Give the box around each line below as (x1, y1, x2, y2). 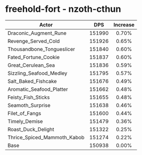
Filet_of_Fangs (7, 110, 41, 116)
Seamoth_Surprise (7, 102, 50, 109)
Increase (113, 21, 135, 28)
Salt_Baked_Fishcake (7, 77, 57, 84)
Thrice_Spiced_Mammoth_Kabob (7, 134, 85, 141)
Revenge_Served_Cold (7, 38, 60, 44)
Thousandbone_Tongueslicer (7, 45, 75, 52)
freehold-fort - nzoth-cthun (5, 3, 121, 15)
